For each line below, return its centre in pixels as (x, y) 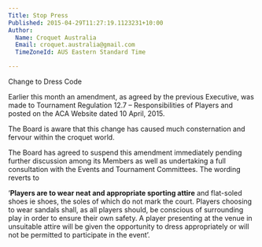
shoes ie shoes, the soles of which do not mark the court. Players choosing (130, 201)
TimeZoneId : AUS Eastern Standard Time (81, 52)
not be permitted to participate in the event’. (79, 235)
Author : (21, 30)
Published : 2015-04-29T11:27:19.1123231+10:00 (86, 23)
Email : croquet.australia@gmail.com (75, 45)
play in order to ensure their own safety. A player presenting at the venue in (131, 218)
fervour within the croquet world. (62, 137)
